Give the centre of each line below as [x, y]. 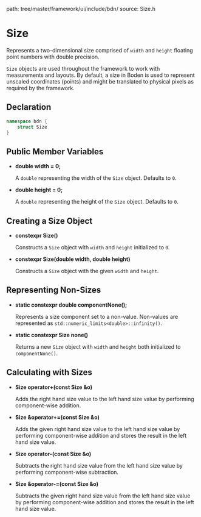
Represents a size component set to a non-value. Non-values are [97, 316]
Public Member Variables [55, 152]
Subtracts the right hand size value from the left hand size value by [99, 465]
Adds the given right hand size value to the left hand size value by [97, 429]
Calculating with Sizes [49, 372]
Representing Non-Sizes [54, 290]
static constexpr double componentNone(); [71, 305]
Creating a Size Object [49, 221]
